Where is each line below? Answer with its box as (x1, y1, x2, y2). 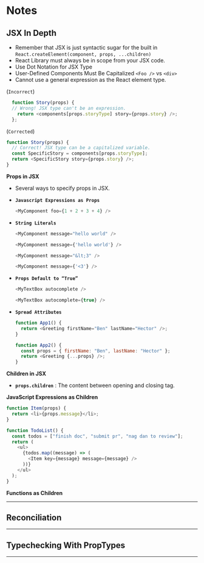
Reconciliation (6, 512, 62, 522)
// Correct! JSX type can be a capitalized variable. (12, 145, 151, 151)
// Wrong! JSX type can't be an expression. (12, 105, 126, 111)
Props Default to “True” (15, 275, 78, 282)
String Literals (15, 220, 56, 226)
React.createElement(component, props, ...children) (15, 52, 152, 58)
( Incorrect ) (6, 88, 35, 95)
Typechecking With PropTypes (6, 540, 126, 550)
